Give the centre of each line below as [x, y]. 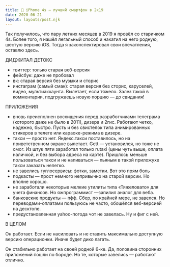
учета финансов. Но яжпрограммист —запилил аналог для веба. [83, 193]
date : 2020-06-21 [24, 15]
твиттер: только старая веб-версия [51, 70]
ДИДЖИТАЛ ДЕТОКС [29, 60]
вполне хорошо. [30, 182]
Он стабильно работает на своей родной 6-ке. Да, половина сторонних [83, 249]
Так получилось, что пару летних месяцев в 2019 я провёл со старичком [85, 34]
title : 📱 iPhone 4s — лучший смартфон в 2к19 [54, 10]
